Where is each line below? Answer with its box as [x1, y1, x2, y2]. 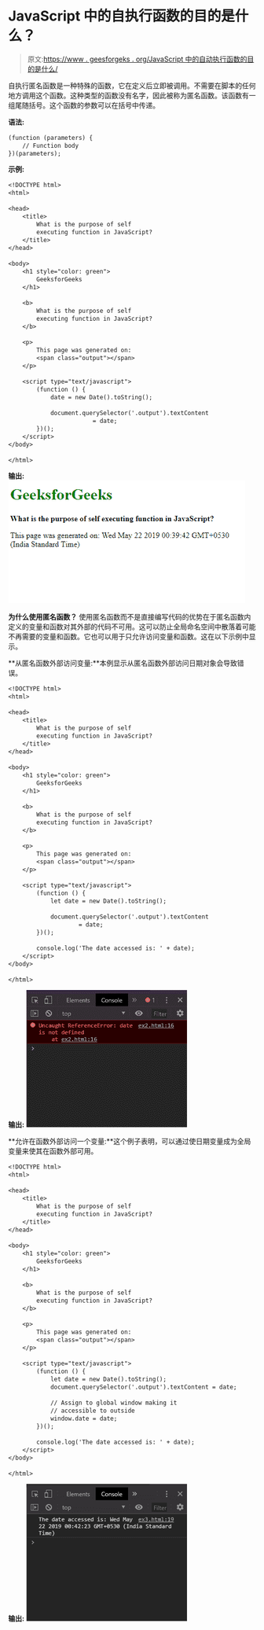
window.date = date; [49, 1415, 118, 1422]
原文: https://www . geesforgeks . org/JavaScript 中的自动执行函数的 [27, 54, 247, 64]
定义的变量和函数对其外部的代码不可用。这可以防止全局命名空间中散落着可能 [8, 622, 256, 631]
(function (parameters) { [8, 134, 93, 142]
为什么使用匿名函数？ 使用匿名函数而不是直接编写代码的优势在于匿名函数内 [8, 612, 251, 621]
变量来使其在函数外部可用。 [8, 1146, 98, 1156]
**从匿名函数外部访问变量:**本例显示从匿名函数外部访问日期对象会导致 [8, 658, 238, 668]
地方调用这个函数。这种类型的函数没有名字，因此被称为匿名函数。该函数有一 [8, 90, 256, 100]
